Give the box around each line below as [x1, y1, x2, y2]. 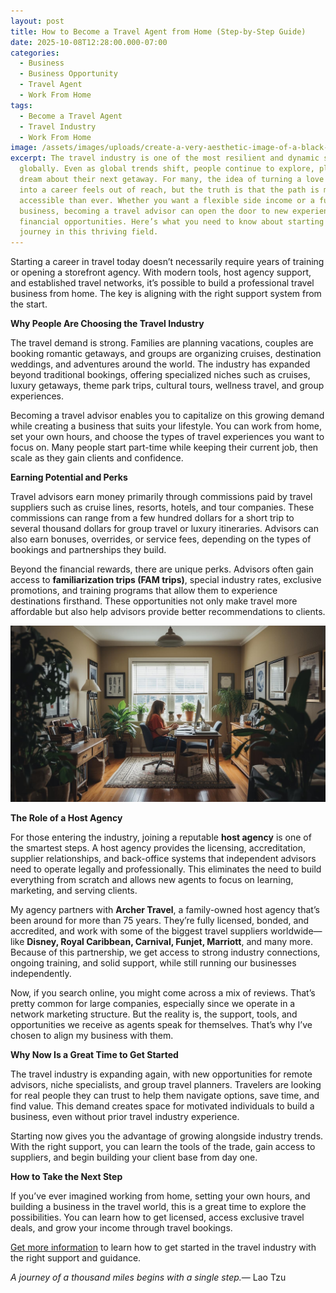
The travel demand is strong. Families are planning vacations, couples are [10, 337, 314, 349]
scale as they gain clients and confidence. [10, 452, 184, 464]
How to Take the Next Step [10, 1171, 123, 1183]
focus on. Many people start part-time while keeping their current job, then [10, 441, 319, 454]
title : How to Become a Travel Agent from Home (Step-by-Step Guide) [10, 26, 307, 37]
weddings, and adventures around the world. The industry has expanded [10, 358, 311, 370]
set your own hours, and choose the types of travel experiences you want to [10, 431, 325, 443]
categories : [10, 48, 60, 58]
